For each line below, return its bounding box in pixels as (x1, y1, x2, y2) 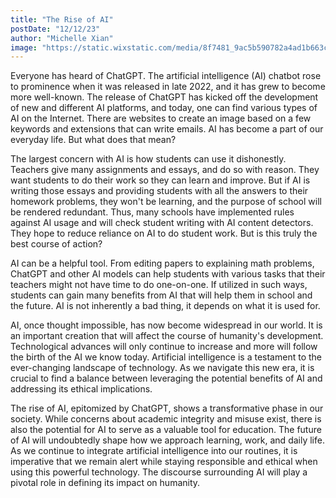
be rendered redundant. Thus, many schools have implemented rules (10, 206, 295, 218)
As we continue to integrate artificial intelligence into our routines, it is (10, 445, 298, 457)
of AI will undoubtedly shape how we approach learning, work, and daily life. (10, 434, 325, 446)
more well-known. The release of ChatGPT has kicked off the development (10, 91, 319, 103)
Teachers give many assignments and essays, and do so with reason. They (10, 164, 320, 176)
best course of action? (10, 238, 103, 250)
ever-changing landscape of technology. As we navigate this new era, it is (10, 362, 315, 374)
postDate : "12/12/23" (10, 24, 101, 34)
